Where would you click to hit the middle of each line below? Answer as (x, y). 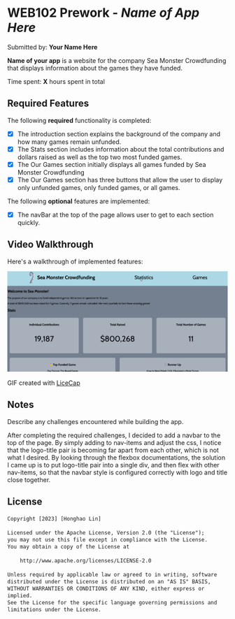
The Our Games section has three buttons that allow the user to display (120, 180)
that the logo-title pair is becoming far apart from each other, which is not (113, 450)
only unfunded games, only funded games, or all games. (99, 188)
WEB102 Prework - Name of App (104, 13)
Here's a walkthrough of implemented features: (75, 261)
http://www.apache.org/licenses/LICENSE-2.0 (86, 560)
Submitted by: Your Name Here (52, 47)
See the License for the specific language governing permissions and (112, 602)
